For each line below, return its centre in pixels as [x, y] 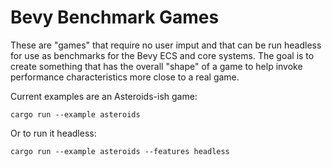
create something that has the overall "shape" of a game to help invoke [156, 66]
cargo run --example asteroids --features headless [120, 151]
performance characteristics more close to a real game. [125, 77]
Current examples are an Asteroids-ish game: [104, 96]
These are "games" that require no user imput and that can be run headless [166, 45]
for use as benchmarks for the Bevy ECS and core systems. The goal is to [162, 55]
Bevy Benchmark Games [115, 17]
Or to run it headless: [53, 133]
